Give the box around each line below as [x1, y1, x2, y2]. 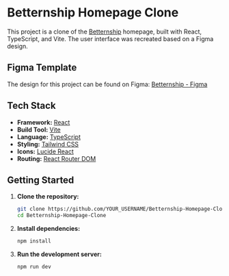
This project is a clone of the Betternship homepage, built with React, [7, 27, 202, 36]
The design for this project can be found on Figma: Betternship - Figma [7, 80, 208, 88]
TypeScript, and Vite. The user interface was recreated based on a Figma [7, 34, 214, 42]
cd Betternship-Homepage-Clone [16, 212, 107, 219]
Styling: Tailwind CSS [16, 140, 79, 148]
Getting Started [7, 174, 75, 186]
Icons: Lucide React [16, 147, 74, 155]
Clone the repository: [16, 192, 79, 201]
